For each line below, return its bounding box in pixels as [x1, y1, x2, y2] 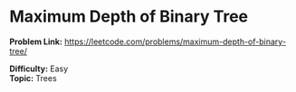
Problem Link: [9, 36, 63, 47]
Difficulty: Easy [9, 63, 69, 74]
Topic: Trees [9, 72, 57, 83]
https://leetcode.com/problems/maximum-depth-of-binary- [64, 36, 287, 47]
